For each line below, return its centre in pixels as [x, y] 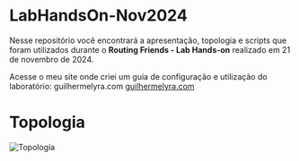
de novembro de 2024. [52, 59]
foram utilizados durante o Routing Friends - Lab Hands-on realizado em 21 [150, 49]
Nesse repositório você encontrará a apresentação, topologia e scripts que [148, 40]
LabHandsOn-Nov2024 [99, 16]
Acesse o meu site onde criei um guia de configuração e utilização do [138, 76]
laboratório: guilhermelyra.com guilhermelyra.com [102, 86]
